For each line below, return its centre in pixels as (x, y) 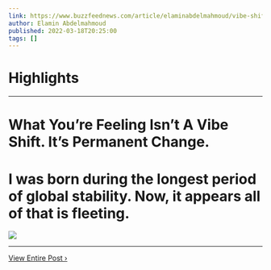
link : (17, 16)
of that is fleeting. (69, 213)
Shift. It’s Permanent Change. (109, 142)
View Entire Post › (38, 258)
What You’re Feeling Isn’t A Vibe (119, 125)
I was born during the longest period (132, 179)
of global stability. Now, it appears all (134, 196)
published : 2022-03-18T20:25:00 (63, 31)
